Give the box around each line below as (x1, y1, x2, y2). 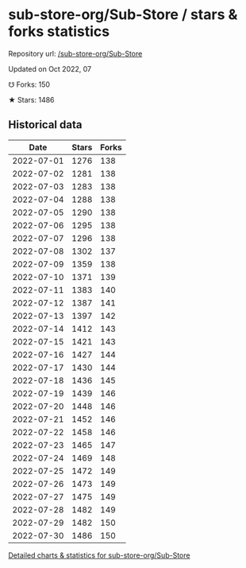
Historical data (8, 118, 83, 132)
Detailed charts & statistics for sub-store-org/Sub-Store (8, 550, 190, 560)
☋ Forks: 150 (8, 80, 50, 89)
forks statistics (8, 22, 110, 41)
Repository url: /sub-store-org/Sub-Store (8, 49, 143, 58)
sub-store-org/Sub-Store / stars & (8, 6, 238, 24)
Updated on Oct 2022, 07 (8, 64, 92, 73)
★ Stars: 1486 (8, 95, 55, 104)
